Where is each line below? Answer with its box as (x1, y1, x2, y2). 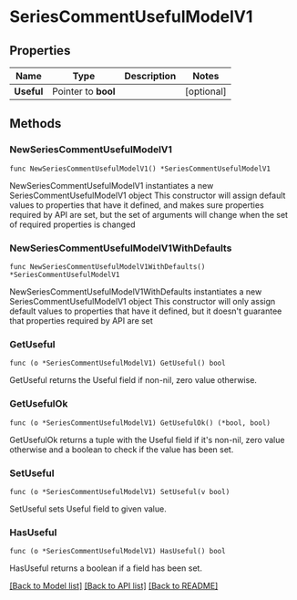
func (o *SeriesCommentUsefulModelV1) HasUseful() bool (9, 547, 226, 556)
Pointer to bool (51, 85, 116, 98)
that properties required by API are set (9, 315, 153, 326)
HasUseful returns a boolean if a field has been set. (9, 563, 203, 574)
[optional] (185, 85, 228, 98)
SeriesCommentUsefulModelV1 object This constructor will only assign (9, 295, 276, 306)
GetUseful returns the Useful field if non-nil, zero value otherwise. (9, 375, 258, 386)
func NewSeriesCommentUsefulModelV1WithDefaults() (9, 262, 206, 271)
